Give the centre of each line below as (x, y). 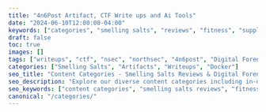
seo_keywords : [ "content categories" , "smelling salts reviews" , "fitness (134, 89)
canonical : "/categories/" (53, 96)
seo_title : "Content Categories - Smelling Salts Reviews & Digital (123, 74)
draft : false (30, 37)
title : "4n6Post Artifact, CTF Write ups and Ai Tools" (102, 15)
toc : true (25, 45)
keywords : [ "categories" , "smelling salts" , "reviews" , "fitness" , (122, 30)
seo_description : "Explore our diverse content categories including (125, 81)
